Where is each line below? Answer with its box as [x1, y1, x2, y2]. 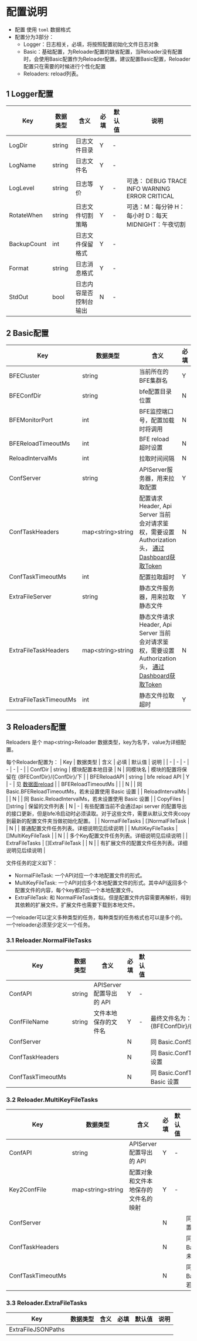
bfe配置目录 [138, 387, 172, 395]
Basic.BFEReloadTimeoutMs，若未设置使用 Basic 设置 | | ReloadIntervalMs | [6, 788, 189, 795]
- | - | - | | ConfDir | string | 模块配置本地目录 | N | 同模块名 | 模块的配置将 [6, 766, 182, 773]
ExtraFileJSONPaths [9, 1326, 65, 1334]
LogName [9, 161, 36, 169]
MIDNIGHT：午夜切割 [126, 220, 186, 229]
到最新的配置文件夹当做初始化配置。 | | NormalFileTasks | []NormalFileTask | [6, 817, 189, 825]
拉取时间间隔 [138, 454, 175, 462]
